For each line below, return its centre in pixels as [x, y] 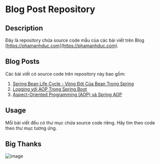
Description [24, 28]
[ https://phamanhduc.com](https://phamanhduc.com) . [62, 46]
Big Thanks [24, 144]
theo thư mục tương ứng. [31, 128]
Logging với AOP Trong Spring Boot [50, 89]
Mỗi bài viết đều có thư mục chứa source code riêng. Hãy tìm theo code [80, 122]
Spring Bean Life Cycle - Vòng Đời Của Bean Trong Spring [73, 84]
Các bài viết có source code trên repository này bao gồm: [65, 74]
